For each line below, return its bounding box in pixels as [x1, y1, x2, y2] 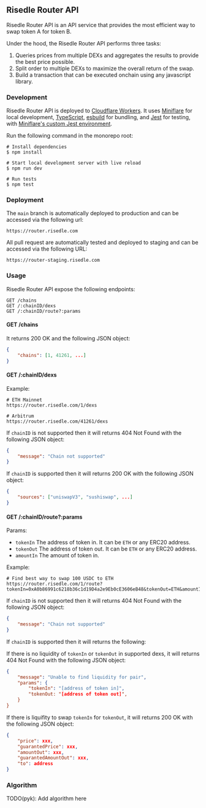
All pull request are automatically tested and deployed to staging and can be [6, 239, 199, 246]
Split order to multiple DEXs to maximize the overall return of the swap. [15, 65, 194, 72]
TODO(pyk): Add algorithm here [6, 795, 87, 802]
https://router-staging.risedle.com [6, 257, 100, 264]
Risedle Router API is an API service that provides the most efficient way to [6, 21, 196, 28]
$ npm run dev [6, 165, 43, 171]
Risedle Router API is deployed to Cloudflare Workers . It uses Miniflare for [6, 107, 193, 114]
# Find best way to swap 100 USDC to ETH [6, 576, 114, 582]
